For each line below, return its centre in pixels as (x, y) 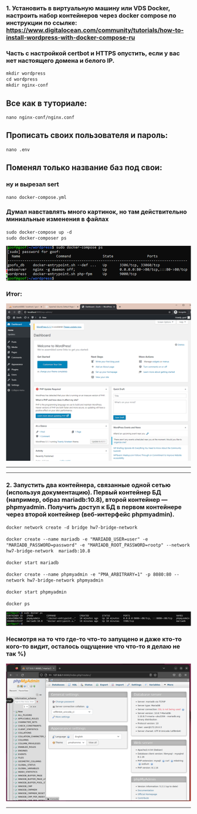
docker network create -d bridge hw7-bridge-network (72, 527)
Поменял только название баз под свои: (84, 168)
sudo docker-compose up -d (39, 232)
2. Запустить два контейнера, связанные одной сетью (89, 485)
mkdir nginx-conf (27, 85)
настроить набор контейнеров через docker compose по (91, 15)
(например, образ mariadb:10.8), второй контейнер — (87, 500)
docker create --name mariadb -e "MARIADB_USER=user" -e (77, 539)
